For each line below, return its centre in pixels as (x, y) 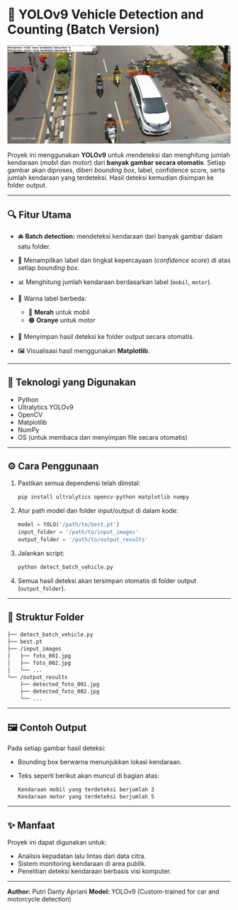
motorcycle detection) (40, 899)
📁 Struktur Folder (46, 617)
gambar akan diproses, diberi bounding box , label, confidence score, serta (116, 170)
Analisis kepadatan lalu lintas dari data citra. (82, 856)
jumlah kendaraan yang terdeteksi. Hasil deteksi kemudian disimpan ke (111, 178)
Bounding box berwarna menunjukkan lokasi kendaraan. (100, 762)
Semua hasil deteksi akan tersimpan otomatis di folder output (107, 580)
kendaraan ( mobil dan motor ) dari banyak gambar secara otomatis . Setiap (117, 162)
